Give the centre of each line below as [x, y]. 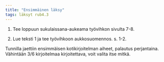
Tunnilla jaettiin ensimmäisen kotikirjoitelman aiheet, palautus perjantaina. [82, 48]
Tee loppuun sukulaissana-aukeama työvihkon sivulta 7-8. [73, 29]
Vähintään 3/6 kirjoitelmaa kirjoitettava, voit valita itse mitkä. [68, 54]
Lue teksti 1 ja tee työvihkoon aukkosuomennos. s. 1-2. [70, 39]
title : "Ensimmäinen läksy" [35, 10]
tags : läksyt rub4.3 [27, 15]
